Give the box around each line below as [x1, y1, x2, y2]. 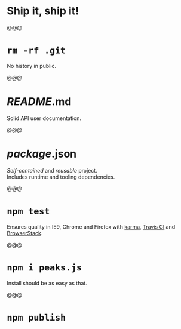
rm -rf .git [7, 45, 66, 56]
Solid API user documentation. [7, 115, 82, 122]
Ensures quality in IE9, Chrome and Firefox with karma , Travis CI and [7, 223, 176, 230]
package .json [7, 147, 77, 161]
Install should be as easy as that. [7, 279, 87, 287]
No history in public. [7, 62, 56, 69]
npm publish [7, 312, 66, 323]
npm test [7, 205, 50, 217]
